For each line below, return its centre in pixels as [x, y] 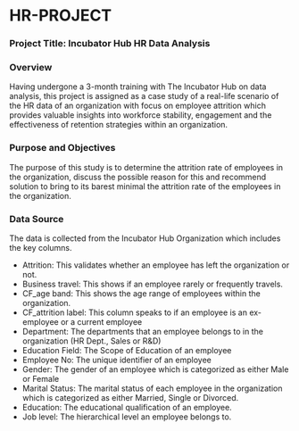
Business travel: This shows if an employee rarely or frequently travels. [153, 284]
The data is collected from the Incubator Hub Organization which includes [145, 238]
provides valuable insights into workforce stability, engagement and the [141, 115]
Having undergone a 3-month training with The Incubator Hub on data [138, 87]
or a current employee [102, 322]
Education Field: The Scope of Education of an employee [127, 350]
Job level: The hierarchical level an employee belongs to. [127, 417]
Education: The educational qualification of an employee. [127, 407]
